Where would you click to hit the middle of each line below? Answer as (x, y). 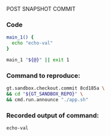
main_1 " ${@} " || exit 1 (38, 60)
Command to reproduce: (43, 75)
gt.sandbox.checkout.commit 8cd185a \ (56, 88)
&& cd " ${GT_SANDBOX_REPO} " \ (45, 94)
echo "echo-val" (32, 43)
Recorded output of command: (53, 115)
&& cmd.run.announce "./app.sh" (47, 100)
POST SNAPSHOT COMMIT (41, 9)
